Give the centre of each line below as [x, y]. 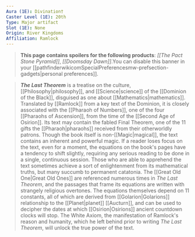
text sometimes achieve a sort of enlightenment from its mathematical [104, 166]
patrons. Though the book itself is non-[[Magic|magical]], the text [99, 135]
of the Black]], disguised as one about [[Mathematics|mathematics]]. [103, 97]
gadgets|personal [41, 74]
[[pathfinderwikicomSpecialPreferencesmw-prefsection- [101, 67]
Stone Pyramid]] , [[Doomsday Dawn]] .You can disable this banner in [102, 61]
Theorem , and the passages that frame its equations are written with [102, 184]
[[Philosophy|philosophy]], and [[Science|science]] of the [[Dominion [103, 91]
